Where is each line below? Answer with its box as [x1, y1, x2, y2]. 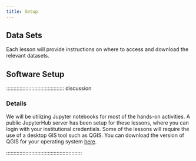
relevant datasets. [6, 52, 50, 59]
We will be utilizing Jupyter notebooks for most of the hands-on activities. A [6, 113, 190, 120]
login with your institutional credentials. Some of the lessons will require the [6, 125, 190, 132]
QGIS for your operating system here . [6, 137, 97, 145]
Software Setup [6, 69, 65, 79]
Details [6, 99, 27, 108]
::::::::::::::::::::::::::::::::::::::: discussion [6, 85, 92, 92]
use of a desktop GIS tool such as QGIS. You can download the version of [6, 132, 184, 139]
